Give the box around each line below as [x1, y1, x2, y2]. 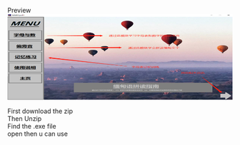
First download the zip [7, 107, 74, 116]
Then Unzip [7, 114, 42, 123]
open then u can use [7, 129, 68, 138]
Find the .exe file [7, 122, 56, 131]
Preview [7, 6, 31, 14]
